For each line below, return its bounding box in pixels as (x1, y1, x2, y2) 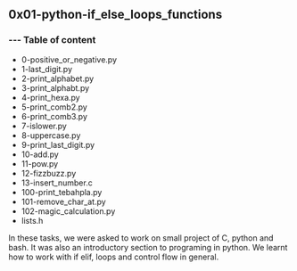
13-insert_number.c (21, 177, 93, 188)
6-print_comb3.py (21, 111, 88, 121)
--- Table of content (8, 34, 96, 46)
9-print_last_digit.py (21, 139, 95, 150)
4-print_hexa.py (21, 92, 81, 103)
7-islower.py (21, 120, 68, 131)
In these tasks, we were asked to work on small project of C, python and (8, 232, 274, 243)
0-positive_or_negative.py (21, 53, 118, 65)
